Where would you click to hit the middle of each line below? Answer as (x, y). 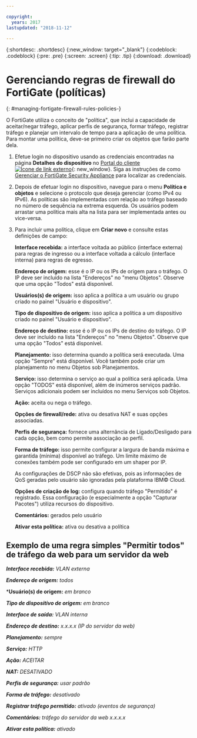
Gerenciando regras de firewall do (91, 80)
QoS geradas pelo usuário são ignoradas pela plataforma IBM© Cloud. (100, 480)
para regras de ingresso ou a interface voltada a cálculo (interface (95, 254)
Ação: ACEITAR (25, 660)
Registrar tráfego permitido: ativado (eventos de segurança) (81, 706)
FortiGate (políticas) (56, 92)
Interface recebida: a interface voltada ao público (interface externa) (99, 247)
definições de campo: (41, 236)
